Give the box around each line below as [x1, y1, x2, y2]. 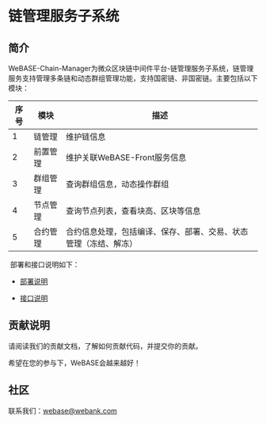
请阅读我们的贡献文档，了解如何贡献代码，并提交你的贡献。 [8, 341, 203, 350]
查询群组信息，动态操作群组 [66, 179, 169, 190]
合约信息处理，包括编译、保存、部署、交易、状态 [66, 226, 249, 237]
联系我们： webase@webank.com [8, 406, 117, 415]
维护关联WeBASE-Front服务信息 [66, 152, 187, 163]
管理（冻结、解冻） [66, 238, 138, 249]
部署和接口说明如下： [9, 260, 80, 269]
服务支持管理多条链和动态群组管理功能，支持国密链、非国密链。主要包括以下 [8, 74, 258, 83]
